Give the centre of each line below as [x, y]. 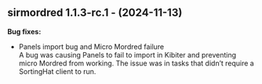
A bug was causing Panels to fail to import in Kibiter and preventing [127, 54]
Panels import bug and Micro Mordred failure [91, 47]
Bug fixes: [24, 31]
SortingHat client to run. [57, 71]
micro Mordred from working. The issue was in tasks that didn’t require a [136, 63]
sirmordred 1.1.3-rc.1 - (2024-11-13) [95, 13]
